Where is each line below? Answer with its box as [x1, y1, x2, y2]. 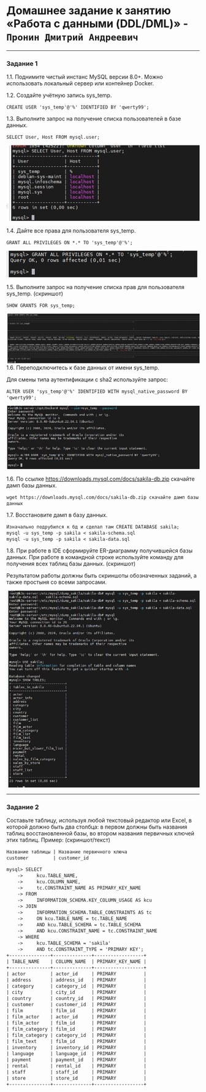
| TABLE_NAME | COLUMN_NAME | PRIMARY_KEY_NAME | [6, 959, 147, 965]
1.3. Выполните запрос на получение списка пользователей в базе [6, 115, 181, 123]
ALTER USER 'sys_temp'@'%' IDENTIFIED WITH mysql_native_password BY [6, 389, 188, 395]
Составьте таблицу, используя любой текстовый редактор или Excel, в [6, 817, 192, 824]
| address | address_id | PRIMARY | [6, 977, 147, 983]
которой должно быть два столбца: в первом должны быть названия [6, 823, 188, 831]
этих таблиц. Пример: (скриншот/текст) [6, 836, 110, 844]
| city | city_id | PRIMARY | [6, 989, 147, 996]
